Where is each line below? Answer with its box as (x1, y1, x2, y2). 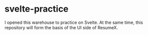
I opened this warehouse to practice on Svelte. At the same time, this (4, 19, 143, 25)
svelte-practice (4, 3, 69, 15)
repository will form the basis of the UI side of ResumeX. (4, 24, 118, 30)
